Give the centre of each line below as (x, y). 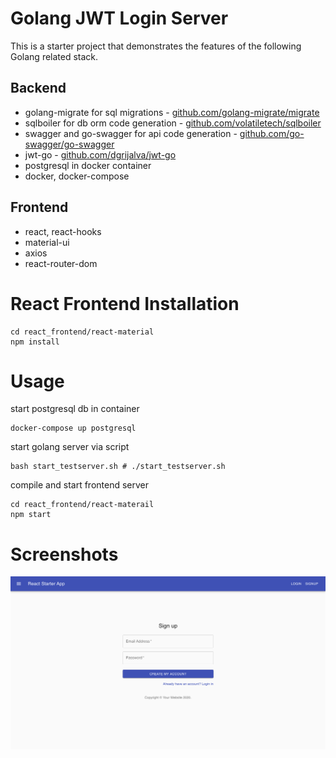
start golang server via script (70, 447)
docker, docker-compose (77, 176)
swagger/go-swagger (69, 144)
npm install (35, 342)
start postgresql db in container (75, 409)
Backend (38, 88)
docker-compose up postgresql (73, 428)
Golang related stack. (54, 56)
